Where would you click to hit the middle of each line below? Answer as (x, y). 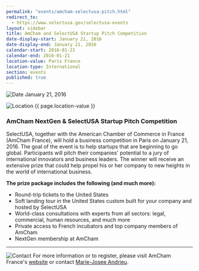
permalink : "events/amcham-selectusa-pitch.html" (69, 12)
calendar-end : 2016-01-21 (38, 56)
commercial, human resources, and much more (72, 220)
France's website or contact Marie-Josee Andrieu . (68, 262)
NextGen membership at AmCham (57, 239)
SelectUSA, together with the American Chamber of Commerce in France (95, 134)
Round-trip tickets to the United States (62, 195)
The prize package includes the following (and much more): (81, 183)
